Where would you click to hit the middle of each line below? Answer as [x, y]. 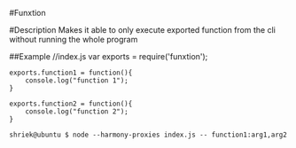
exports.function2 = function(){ [71, 104]
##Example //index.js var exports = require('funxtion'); [109, 56]
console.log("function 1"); [77, 81]
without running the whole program [74, 39]
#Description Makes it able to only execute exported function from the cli [143, 30]
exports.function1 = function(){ [71, 73]
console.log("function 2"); [77, 112]
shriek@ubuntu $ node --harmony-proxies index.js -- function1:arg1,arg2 [148, 135]
